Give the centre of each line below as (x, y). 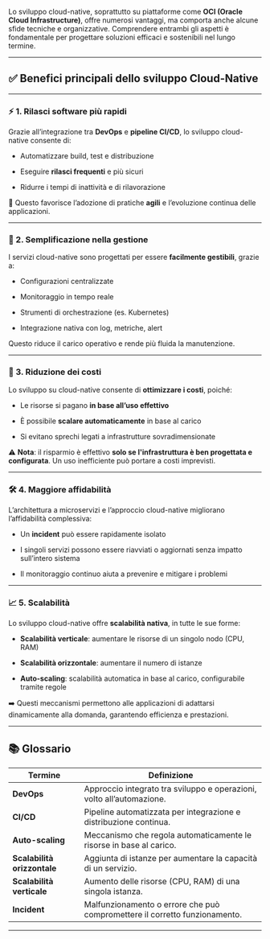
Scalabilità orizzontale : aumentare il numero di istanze (111, 663)
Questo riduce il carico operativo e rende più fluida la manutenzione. (122, 344)
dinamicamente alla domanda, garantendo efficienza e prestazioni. (119, 715)
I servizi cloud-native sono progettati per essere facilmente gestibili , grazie (134, 257)
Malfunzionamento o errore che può (152, 904)
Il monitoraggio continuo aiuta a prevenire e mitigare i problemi (123, 574)
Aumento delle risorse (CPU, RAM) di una (162, 882)
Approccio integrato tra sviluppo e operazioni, (170, 789)
